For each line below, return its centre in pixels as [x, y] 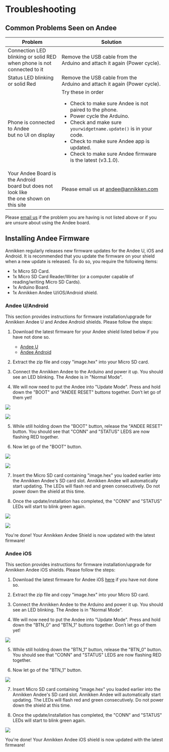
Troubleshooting [41, 9]
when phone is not [30, 63]
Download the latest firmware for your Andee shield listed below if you [86, 332]
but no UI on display [31, 135]
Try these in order [83, 92]
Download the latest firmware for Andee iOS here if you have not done [85, 580]
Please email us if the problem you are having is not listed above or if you [81, 217]
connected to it [26, 69]
